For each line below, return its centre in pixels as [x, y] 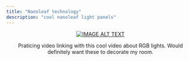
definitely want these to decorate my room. [100, 52]
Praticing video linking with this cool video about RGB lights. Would [100, 46]
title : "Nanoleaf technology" [44, 12]
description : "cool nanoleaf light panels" [61, 17]
